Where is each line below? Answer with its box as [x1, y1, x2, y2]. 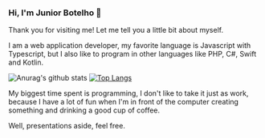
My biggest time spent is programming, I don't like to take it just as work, [8, 89, 249, 98]
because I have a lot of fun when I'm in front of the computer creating [8, 97, 239, 107]
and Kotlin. [8, 57, 44, 67]
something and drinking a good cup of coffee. [8, 105, 161, 115]
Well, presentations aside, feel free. [8, 121, 126, 131]
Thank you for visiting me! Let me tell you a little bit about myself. [8, 26, 223, 35]
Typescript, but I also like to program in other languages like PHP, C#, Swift [8, 49, 257, 59]
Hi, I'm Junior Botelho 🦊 [8, 7, 102, 18]
